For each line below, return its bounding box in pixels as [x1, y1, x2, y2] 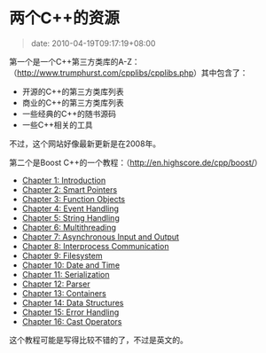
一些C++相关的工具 [21, 119, 93, 129]
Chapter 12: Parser [21, 278, 90, 289]
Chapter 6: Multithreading [21, 222, 117, 232]
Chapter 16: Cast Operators [21, 316, 122, 326]
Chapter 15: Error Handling [21, 307, 120, 318]
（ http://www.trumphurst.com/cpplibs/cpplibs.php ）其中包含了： [9, 67, 248, 78]
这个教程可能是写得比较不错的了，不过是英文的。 [9, 334, 188, 345]
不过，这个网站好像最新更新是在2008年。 [9, 138, 161, 149]
